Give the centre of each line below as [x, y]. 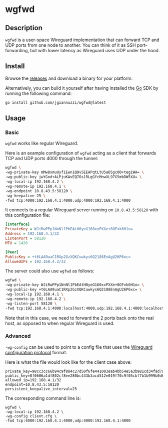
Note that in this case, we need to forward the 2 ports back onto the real [79, 318]
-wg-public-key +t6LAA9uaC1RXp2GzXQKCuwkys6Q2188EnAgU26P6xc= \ [73, 290]
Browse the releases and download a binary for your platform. [69, 78]
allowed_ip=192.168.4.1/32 [33, 380]
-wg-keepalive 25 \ [25, 196]
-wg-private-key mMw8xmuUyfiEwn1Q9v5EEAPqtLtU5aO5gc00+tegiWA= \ [74, 172]
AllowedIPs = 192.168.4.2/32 [35, 261]
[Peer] [12, 252]
